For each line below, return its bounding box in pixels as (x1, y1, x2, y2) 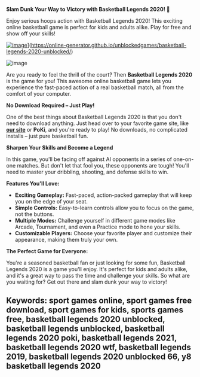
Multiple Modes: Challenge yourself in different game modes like (14, 217, 176, 224)
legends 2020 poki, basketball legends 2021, (6, 333, 177, 343)
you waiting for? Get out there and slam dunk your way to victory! (6, 278, 167, 285)
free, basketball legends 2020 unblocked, (6, 314, 165, 324)
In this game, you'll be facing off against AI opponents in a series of (6, 156, 172, 163)
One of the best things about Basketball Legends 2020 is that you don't (6, 114, 182, 120)
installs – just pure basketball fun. (6, 132, 88, 139)
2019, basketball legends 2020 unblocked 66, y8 (6, 352, 192, 362)
